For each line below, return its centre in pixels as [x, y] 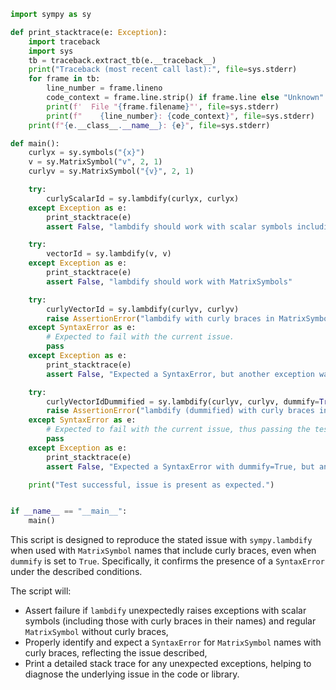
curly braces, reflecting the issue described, [116, 653]
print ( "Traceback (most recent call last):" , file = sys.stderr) [163, 70]
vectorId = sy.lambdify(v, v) [109, 254]
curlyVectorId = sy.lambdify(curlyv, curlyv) [143, 309]
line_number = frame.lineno [104, 88]
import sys [51, 51]
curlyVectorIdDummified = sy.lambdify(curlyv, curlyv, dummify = [183, 401]
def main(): [35, 143]
